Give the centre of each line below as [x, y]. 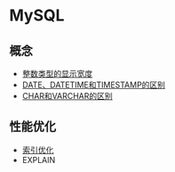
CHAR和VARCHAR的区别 [67, 96]
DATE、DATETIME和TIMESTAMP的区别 [94, 85]
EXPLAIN [39, 160]
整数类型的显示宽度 [57, 74]
